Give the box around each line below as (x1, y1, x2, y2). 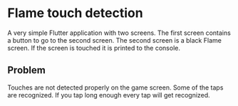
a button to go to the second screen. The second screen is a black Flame (7, 36, 222, 44)
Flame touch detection (7, 5, 144, 21)
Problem (7, 64, 46, 76)
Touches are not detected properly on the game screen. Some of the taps (7, 83, 224, 92)
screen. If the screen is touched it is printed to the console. (7, 43, 180, 52)
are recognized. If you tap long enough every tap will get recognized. (7, 90, 210, 99)
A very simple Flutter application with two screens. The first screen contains (7, 28, 232, 37)
